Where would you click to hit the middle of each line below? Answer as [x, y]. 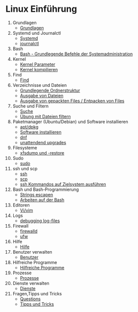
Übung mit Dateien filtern [45, 116]
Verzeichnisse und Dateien [40, 85]
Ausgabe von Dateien [42, 95]
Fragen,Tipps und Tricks [37, 293]
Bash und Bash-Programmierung [46, 189]
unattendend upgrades [43, 142]
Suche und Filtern [31, 106]
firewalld [29, 231]
